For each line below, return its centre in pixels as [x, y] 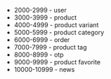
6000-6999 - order [42, 40]
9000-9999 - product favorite [57, 62]
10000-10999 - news [44, 70]
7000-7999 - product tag [50, 47]
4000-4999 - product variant [56, 25]
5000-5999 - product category [59, 32]
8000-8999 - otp [39, 55]
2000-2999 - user [40, 10]
